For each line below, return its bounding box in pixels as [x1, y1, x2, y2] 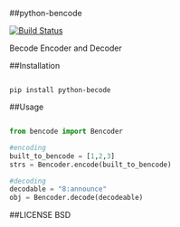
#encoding [9, 143, 47, 152]
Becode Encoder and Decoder [9, 43, 122, 53]
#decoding [9, 176, 47, 185]
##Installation [9, 61, 61, 71]
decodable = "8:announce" [9, 184, 107, 194]
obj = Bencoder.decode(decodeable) [9, 194, 144, 203]
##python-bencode [9, 8, 83, 18]
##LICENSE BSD [9, 210, 71, 221]
